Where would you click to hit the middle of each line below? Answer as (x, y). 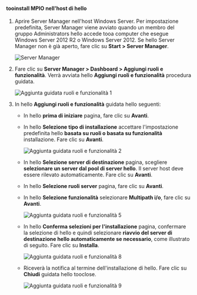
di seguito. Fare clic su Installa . (61, 245)
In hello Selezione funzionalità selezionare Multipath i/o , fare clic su (107, 197)
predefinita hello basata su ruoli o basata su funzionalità (93, 133)
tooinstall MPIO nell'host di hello (46, 8)
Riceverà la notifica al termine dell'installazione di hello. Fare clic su (105, 268)
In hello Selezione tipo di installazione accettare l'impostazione (101, 127)
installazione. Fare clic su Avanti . (64, 140)
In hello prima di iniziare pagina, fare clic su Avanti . (86, 116)
